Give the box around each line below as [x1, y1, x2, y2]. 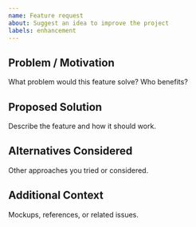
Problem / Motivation [8, 56, 115, 69]
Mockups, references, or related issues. [8, 209, 139, 219]
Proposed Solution [8, 100, 102, 114]
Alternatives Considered [8, 144, 133, 158]
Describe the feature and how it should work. [8, 121, 157, 131]
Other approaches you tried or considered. [8, 165, 149, 175]
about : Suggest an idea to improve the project [8, 19, 170, 27]
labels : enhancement [8, 26, 77, 34]
